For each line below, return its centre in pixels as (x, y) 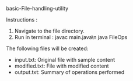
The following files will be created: (47, 48)
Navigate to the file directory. (49, 31)
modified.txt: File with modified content (62, 66)
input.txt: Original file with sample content (65, 60)
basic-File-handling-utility (37, 8)
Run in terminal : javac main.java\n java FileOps (71, 37)
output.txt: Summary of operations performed (69, 72)
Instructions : (22, 20)
